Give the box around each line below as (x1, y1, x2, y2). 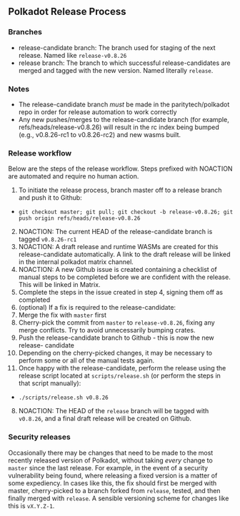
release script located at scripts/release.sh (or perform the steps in (18, 371, 221, 380)
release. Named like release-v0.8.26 (18, 51, 127, 59)
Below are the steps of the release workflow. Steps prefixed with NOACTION (8, 164, 233, 173)
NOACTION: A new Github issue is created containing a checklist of (18, 265, 217, 274)
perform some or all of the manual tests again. (18, 356, 155, 365)
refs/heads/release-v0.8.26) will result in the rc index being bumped (18, 123, 220, 131)
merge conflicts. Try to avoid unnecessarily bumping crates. (18, 326, 196, 335)
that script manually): (18, 379, 81, 388)
